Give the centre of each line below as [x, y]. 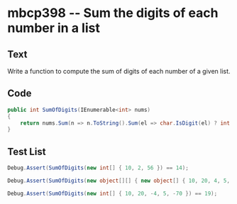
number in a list [54, 28]
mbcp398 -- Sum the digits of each [113, 13]
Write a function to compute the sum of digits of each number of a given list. [119, 71]
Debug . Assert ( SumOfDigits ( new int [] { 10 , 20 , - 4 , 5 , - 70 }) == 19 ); [112, 193]
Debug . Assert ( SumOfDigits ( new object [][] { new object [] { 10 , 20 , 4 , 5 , [119, 181]
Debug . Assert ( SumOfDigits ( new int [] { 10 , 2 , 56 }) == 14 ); [98, 168]
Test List [27, 151]
